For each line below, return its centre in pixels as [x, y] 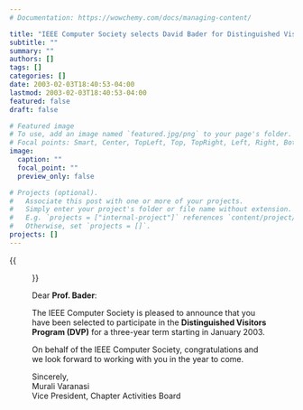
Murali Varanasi [61, 386]
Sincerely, [50, 377]
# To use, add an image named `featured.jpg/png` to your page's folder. [151, 135]
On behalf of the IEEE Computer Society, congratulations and [145, 349]
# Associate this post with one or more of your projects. [127, 201]
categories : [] [38, 76]
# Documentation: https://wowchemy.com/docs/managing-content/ [131, 18]
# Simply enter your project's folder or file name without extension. [151, 210]
